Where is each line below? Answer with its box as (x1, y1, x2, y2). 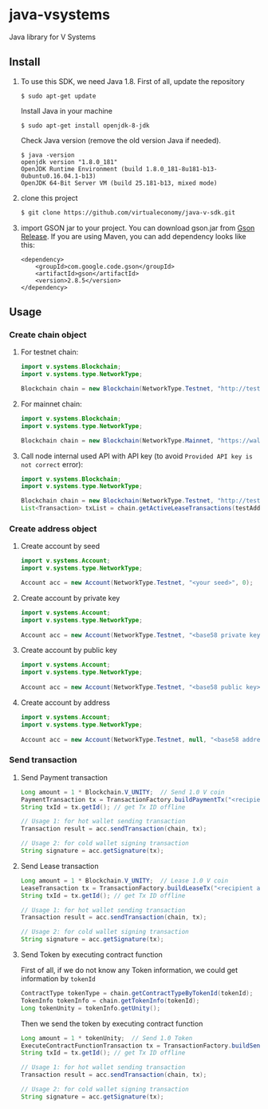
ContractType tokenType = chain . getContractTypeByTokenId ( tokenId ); (20, 990, 254, 998)
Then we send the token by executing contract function (20, 1019, 203, 1028)
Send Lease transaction (20, 861, 99, 871)
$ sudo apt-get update (20, 92, 97, 100)
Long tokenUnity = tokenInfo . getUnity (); (20, 1004, 161, 1012)
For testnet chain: (20, 347, 79, 357)
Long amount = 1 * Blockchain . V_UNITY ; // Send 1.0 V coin (20, 788, 225, 796)
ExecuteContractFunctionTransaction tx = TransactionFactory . (20, 1042, 232, 1050)
